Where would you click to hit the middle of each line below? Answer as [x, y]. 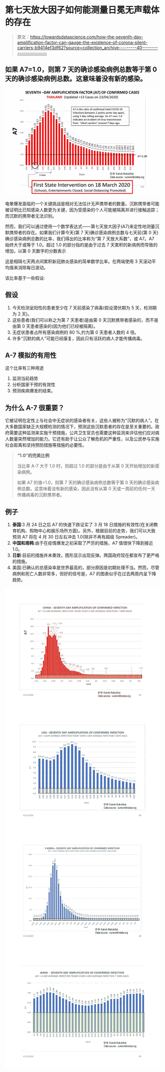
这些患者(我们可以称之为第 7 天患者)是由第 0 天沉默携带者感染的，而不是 [85, 320]
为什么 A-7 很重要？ [35, 408]
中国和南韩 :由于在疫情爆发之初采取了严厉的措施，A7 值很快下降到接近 [82, 543]
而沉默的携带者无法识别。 [31, 216]
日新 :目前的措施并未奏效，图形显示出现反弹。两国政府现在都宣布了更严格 [86, 555]
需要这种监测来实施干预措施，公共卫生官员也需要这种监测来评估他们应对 [82, 433]
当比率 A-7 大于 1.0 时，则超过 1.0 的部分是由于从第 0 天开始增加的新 [86, 466]
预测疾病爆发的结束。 [34, 391]
